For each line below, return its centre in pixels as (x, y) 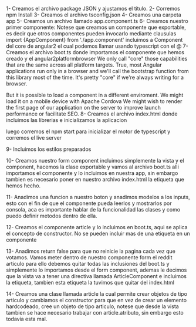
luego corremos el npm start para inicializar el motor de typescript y (88, 131)
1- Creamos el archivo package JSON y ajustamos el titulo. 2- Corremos (93, 9)
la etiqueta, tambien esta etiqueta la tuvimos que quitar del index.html (90, 283)
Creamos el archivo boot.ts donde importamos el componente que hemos (95, 52)
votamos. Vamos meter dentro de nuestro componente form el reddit (89, 257)
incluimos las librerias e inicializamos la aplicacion (67, 120)
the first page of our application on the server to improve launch (84, 108)
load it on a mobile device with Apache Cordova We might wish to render (94, 101)
